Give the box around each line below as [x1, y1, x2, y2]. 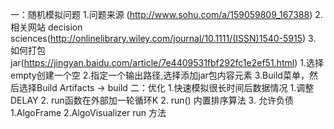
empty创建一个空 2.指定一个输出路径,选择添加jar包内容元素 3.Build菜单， [10, 69, 310, 81]
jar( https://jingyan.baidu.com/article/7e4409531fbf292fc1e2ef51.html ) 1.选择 [10, 57, 324, 68]
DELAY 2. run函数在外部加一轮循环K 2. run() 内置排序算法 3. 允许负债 [10, 94, 294, 106]
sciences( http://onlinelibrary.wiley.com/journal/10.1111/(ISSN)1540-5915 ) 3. [10, 33, 317, 44]
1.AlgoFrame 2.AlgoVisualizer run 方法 [10, 107, 167, 118]
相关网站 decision [10, 21, 83, 33]
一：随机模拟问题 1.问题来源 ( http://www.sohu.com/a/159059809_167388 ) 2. [10, 9, 323, 20]
